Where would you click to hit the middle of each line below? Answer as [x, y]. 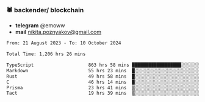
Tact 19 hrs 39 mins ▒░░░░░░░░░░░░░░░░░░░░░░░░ [103, 93]
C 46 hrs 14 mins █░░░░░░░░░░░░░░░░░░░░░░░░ [103, 82]
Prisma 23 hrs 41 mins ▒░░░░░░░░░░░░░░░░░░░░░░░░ [103, 87]
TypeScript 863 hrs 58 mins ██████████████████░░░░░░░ [103, 65]
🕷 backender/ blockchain [45, 10]
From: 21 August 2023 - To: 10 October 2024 [64, 43]
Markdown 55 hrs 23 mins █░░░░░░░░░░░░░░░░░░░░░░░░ [103, 70]
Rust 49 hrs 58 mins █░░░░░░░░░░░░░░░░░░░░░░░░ [103, 76]
